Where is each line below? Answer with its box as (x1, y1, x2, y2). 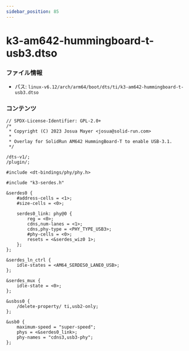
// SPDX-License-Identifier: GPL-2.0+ (6, 118, 101, 124)
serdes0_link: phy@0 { (16, 211, 72, 217)
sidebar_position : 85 (6, 8, 59, 15)
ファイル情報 (6, 68, 43, 77)
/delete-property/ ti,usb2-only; (16, 304, 99, 310)
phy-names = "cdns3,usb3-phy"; (16, 335, 94, 340)
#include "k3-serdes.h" (6, 180, 65, 186)
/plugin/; (6, 160, 31, 165)
